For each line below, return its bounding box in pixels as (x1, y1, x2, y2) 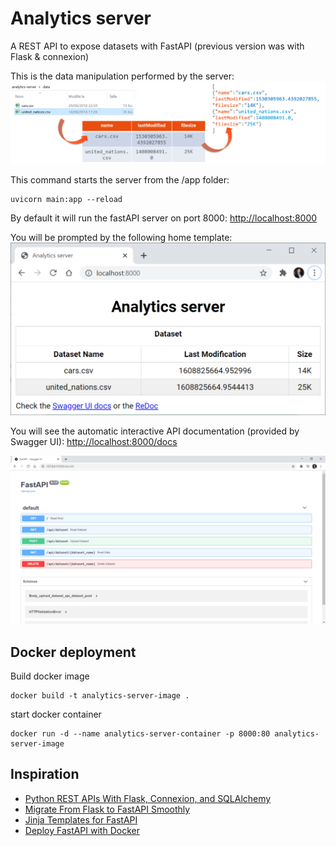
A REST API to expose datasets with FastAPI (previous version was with (10, 40, 305, 52)
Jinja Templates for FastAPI (24, 813, 138, 826)
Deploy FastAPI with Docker (24, 824, 140, 836)
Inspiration (10, 766, 80, 783)
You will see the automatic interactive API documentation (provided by (10, 425, 300, 437)
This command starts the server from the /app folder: (10, 174, 230, 186)
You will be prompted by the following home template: (10, 232, 233, 244)
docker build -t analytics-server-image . (10, 691, 190, 701)
